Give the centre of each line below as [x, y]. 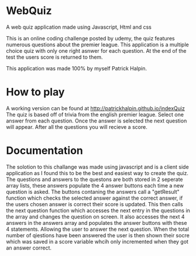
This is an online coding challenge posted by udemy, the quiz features [90, 38]
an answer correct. [29, 248]
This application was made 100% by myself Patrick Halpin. [77, 68]
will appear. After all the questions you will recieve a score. [77, 127]
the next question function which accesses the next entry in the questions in [98, 210]
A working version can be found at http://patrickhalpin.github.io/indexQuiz [96, 108]
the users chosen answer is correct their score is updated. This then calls [94, 204]
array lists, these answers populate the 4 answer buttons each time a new [95, 185]
